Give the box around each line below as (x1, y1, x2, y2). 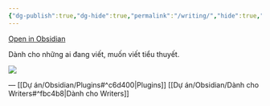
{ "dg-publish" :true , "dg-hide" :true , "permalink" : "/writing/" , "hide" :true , (8, 11, 261, 20)
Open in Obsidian (8, 34, 66, 43)
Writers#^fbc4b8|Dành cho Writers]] (8, 88, 130, 98)
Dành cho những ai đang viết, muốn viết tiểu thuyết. (8, 49, 180, 59)
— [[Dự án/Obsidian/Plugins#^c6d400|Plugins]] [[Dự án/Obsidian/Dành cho (8, 79, 260, 89)
